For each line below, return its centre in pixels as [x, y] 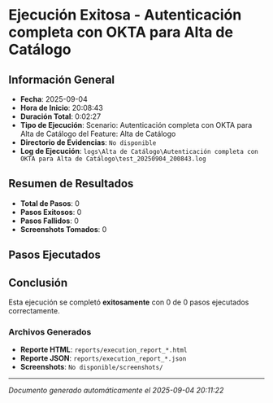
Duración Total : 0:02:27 [61, 116]
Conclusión [38, 283]
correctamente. [34, 311]
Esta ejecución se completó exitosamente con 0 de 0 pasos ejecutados [129, 302]
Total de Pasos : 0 [50, 203]
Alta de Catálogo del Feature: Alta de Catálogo [98, 134]
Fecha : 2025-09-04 [54, 99]
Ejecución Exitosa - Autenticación [125, 15]
